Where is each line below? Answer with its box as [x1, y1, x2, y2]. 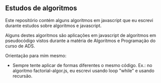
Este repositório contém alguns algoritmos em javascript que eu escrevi [5, 17, 153, 23]
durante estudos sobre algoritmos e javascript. [5, 22, 102, 28]
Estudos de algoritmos [5, 4, 77, 12]
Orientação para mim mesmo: [5, 52, 67, 58]
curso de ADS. [5, 42, 35, 49]
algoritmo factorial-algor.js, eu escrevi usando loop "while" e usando [12, 67, 154, 73]
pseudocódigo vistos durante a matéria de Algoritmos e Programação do [5, 37, 156, 43]
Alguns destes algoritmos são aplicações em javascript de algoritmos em [5, 32, 156, 38]
